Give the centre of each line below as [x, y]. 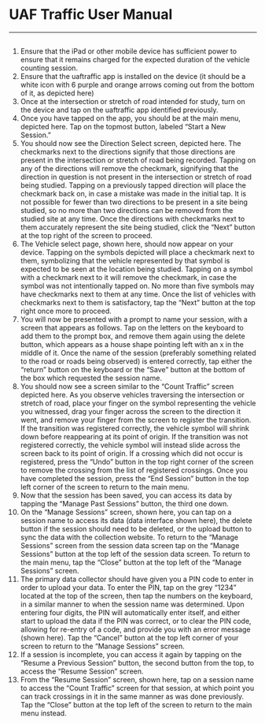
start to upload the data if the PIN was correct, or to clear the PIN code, [136, 621]
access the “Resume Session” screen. [82, 671]
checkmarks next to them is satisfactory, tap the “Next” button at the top [138, 303]
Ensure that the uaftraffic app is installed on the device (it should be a [133, 77]
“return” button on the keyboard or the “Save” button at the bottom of [133, 370]
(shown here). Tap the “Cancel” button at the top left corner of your [129, 638]
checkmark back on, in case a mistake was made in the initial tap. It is [133, 194]
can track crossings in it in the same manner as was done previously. [132, 696]
